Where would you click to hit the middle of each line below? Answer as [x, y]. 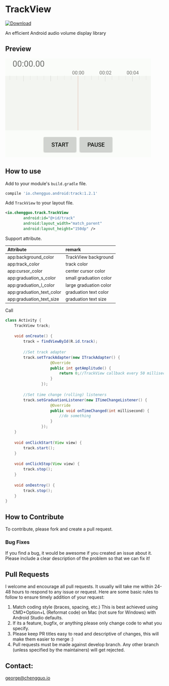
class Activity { [23, 320]
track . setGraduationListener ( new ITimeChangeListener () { [85, 400]
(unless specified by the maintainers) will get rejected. [69, 650]
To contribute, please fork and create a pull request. [59, 529]
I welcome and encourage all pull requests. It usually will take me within [79, 587]
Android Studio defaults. [38, 618]
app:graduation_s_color [32, 278]
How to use [23, 171]
